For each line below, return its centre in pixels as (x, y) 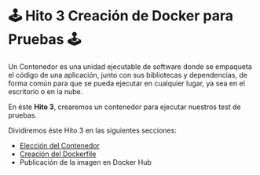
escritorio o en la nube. (46, 91)
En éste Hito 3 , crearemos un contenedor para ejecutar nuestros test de (125, 107)
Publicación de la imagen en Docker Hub (85, 162)
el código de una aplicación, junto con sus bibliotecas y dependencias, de (128, 75)
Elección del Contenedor (59, 145)
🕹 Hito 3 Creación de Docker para (121, 16)
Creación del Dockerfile (58, 154)
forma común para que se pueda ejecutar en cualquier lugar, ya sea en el (127, 83)
